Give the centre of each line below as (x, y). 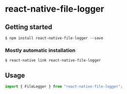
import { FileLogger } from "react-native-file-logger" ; (64, 87)
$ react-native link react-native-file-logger (53, 60)
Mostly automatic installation (40, 50)
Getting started (29, 27)
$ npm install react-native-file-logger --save (54, 38)
